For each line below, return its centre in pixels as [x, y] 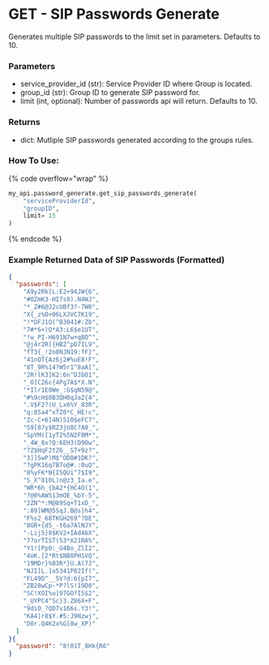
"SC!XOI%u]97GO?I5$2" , [61, 594]
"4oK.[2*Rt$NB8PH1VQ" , [61, 556]
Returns [24, 122]
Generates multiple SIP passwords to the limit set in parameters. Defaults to [134, 36]
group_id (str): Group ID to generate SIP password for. [110, 92]
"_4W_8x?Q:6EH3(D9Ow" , [61, 443]
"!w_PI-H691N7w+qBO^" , [61, 337]
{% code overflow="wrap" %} [59, 178]
